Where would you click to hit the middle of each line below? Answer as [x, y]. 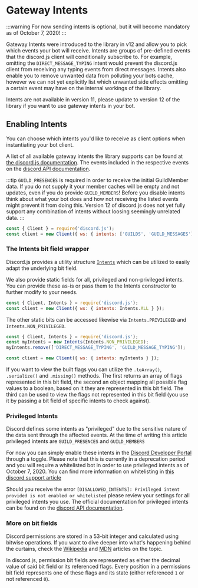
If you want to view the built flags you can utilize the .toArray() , [84, 369]
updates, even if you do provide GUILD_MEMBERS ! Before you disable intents [95, 193]
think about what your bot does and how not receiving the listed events [92, 199]
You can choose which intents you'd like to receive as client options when [96, 138]
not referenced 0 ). [28, 579]
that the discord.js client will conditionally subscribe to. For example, [89, 57]
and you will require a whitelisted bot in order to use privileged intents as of [98, 465]
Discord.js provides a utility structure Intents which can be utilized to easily [98, 262]
